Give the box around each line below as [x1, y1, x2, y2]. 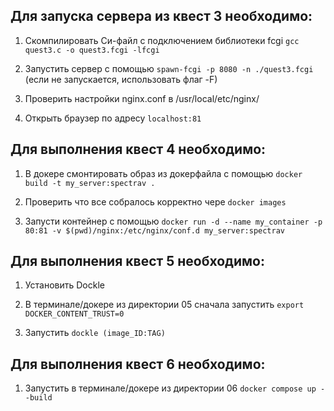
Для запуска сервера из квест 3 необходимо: [10, 8, 313, 25]
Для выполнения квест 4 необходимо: [10, 141, 267, 158]
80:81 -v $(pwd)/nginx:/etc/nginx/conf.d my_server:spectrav [24, 225, 286, 236]
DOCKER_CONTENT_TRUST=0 [24, 309, 125, 319]
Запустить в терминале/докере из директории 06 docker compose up [24, 382, 317, 394]
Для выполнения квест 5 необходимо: [10, 253, 265, 270]
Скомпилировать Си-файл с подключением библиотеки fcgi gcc [24, 34, 300, 46]
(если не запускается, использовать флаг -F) [24, 73, 218, 85]
